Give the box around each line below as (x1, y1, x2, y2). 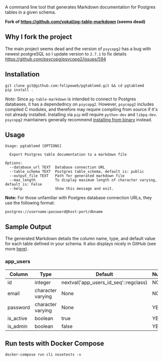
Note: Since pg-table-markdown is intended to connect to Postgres (5, 96, 136, 102)
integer (34, 279, 51, 286)
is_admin (7, 323, 28, 329)
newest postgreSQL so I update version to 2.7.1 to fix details (5, 51, 127, 57)
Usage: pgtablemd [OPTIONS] (5, 144, 62, 149)
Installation (5, 70, 40, 78)
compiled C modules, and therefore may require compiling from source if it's (5, 106, 158, 112)
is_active (7, 315, 28, 322)
